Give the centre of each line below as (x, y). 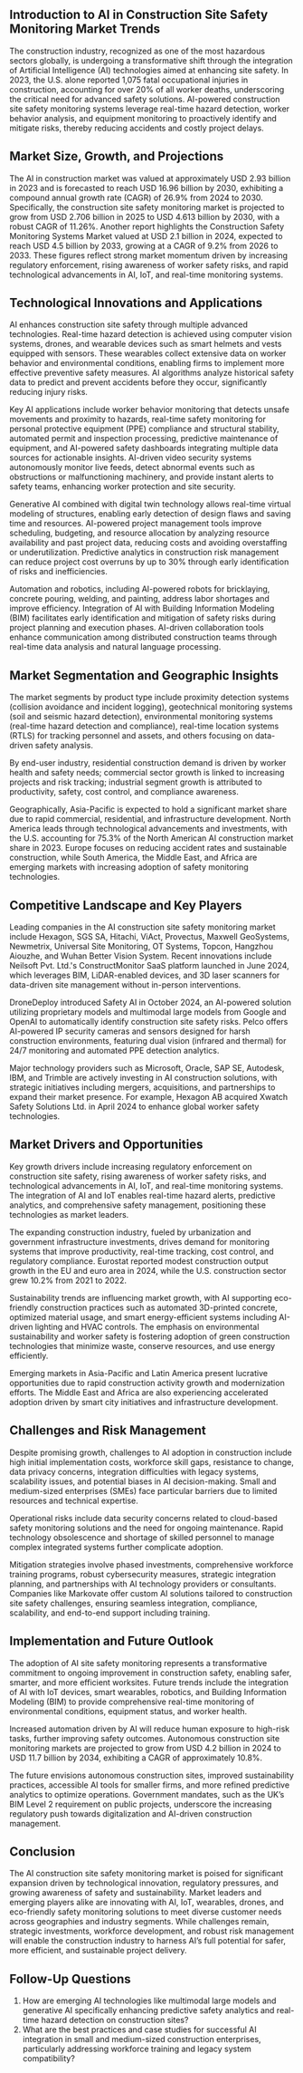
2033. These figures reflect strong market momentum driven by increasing (148, 255)
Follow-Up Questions (70, 1979)
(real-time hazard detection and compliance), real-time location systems (144, 726)
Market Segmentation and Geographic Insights (144, 675)
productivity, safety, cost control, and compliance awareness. (124, 792)
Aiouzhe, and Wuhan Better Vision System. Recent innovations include (141, 956)
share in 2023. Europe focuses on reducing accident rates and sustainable (148, 848)
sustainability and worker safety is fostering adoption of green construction (150, 1336)
